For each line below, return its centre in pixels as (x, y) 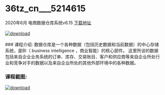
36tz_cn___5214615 (45, 9)
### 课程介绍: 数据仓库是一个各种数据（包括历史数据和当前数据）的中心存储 (82, 44)
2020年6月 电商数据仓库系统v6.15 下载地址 (48, 23)
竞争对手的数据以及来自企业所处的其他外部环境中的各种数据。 (76, 63)
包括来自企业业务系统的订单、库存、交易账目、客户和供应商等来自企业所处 (80, 56)
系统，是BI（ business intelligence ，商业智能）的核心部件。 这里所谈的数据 (82, 50)
